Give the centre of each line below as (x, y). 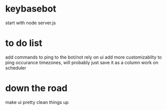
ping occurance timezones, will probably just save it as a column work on (82, 62)
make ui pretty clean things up (37, 102)
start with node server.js (30, 23)
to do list (24, 43)
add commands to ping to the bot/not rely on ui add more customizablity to (83, 57)
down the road (36, 88)
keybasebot (31, 9)
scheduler (16, 68)
